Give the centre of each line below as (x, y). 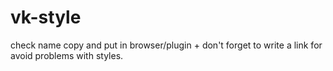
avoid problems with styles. (67, 55)
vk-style (46, 17)
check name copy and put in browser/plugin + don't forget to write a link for (166, 45)
